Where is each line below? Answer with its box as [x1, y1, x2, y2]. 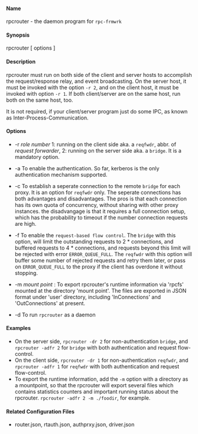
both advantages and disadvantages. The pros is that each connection [14, 195, 187, 202]
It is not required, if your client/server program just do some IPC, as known [6, 108, 188, 115]
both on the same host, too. [6, 96, 73, 103]
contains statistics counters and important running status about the [14, 388, 178, 396]
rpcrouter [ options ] [6, 44, 56, 51]
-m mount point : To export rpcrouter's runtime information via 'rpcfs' [14, 281, 184, 288]
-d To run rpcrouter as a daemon [14, 311, 96, 318]
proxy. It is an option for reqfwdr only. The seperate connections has [14, 189, 181, 196]
